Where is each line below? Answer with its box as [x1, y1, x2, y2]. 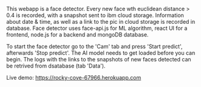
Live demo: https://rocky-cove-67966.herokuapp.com [6, 74, 141, 81]
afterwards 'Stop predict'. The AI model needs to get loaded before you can [6, 49, 196, 57]
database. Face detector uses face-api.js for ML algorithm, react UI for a [6, 24, 188, 32]
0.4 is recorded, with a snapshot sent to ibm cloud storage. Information [6, 12, 184, 19]
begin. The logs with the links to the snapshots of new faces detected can [6, 56, 191, 63]
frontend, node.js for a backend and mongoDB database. [6, 31, 149, 38]
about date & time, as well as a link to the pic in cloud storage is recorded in [6, 18, 196, 25]
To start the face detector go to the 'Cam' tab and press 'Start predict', [6, 43, 183, 50]
